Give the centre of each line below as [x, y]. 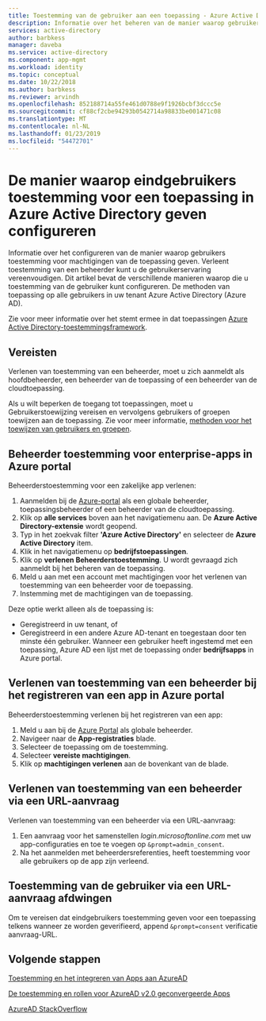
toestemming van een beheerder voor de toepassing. [106, 585]
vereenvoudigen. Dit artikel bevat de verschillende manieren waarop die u [128, 278]
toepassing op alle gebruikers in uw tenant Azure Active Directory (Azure [127, 295]
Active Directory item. [56, 543]
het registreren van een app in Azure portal [116, 695]
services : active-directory [55, 30]
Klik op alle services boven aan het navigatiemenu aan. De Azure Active [138, 518]
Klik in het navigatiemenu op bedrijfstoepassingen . [104, 552]
